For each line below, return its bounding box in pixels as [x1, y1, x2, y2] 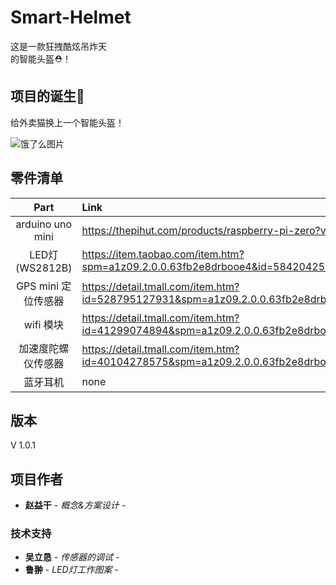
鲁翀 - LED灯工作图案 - [24, 564, 119, 576]
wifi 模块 [23, 317, 64, 331]
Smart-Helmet [10, 6, 132, 29]
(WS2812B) [15, 261, 73, 275]
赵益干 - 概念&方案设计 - [24, 499, 127, 511]
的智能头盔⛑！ [10, 52, 72, 65]
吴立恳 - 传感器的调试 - [24, 551, 120, 563]
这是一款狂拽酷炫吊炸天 [10, 40, 107, 52]
